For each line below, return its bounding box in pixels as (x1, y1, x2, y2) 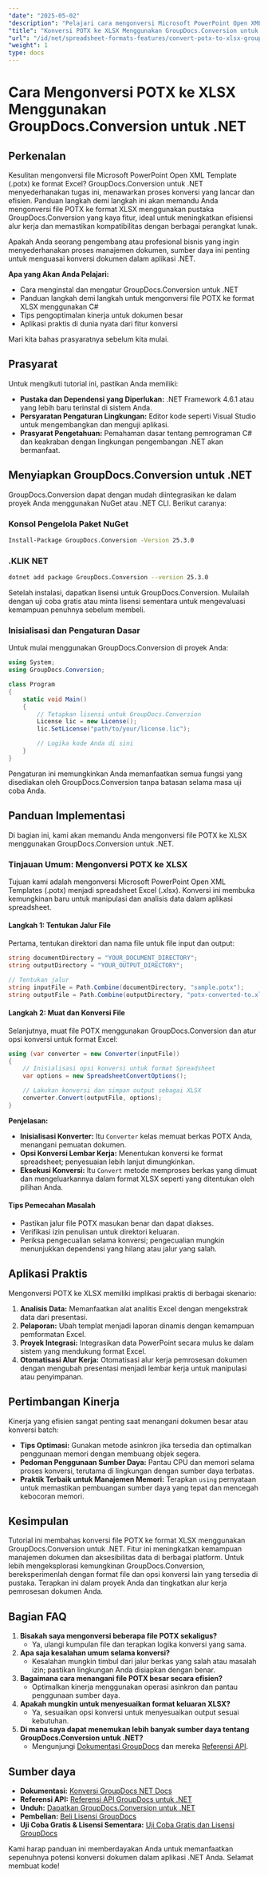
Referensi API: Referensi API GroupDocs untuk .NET (19, 1795, 193, 1804)
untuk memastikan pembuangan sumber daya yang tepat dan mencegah (19, 1483, 259, 1492)
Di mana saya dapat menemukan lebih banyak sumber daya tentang (19, 1725, 250, 1735)
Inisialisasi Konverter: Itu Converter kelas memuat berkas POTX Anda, (19, 1131, 253, 1141)
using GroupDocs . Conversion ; (8, 666, 105, 674)
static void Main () (22, 695, 88, 703)
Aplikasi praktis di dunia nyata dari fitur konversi (19, 319, 178, 328)
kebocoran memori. (19, 1491, 85, 1501)
